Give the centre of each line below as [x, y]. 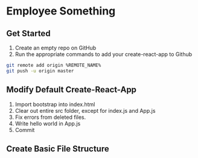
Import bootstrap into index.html [55, 104]
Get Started [28, 33]
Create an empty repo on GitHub [56, 48]
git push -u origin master [40, 71]
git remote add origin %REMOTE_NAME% [54, 65]
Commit [25, 130]
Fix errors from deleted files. [50, 117]
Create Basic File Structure [58, 149]
